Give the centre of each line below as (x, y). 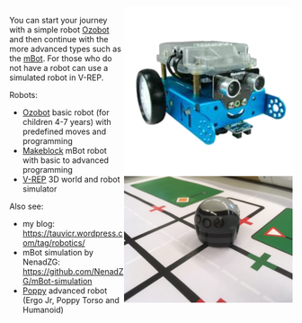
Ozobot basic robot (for (66, 112)
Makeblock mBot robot (65, 151)
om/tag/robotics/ (53, 243)
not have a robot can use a (59, 68)
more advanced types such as (65, 49)
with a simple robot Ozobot (59, 30)
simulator (40, 189)
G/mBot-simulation (57, 281)
